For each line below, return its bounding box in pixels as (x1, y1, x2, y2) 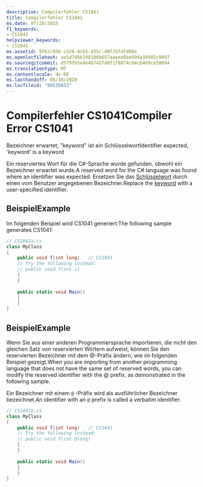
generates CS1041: (6, 226, 53, 233)
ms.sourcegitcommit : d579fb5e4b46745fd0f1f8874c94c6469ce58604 (6, 60, 170, 66)
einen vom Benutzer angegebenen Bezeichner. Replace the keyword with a (6, 179, 193, 186)
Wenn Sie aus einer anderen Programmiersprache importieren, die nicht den (6, 338, 198, 346)
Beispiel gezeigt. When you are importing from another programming (6, 358, 177, 365)
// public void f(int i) (17, 266, 80, 273)
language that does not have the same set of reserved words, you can (6, 365, 182, 372)
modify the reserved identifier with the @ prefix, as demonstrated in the (6, 371, 186, 378)
